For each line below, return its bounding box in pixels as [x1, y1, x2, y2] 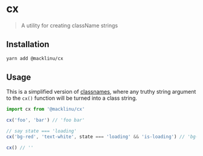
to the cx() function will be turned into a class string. [6, 94, 138, 102]
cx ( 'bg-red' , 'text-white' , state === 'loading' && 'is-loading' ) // [6, 134, 185, 140]
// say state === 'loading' [6, 128, 77, 134]
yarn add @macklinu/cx [6, 55, 63, 62]
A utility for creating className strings [21, 22, 118, 29]
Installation [6, 39, 50, 50]
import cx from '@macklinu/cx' [6, 106, 85, 112]
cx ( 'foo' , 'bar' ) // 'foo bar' [6, 117, 85, 123]
